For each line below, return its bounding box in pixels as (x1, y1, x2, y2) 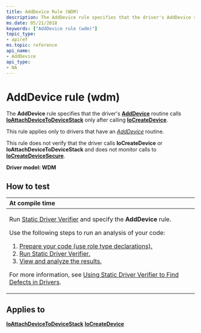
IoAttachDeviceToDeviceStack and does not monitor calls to (6, 146, 157, 153)
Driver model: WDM (6, 164, 57, 171)
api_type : (6, 59, 31, 65)
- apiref (6, 37, 28, 43)
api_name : (6, 48, 31, 54)
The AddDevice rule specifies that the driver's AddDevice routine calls (6, 110, 181, 117)
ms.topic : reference (6, 43, 58, 49)
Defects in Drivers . (9, 278, 62, 286)
